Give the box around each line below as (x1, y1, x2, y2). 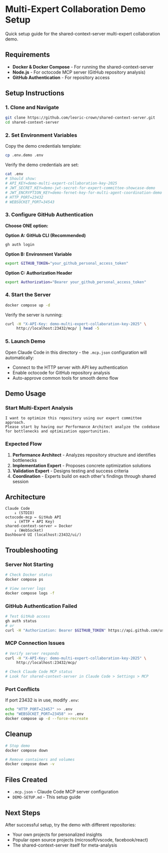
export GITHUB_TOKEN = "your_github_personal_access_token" (5, 261, 128, 266)
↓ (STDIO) (14, 510, 35, 516)
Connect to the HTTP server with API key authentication (12, 364, 128, 370)
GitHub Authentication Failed (5, 602, 77, 609)
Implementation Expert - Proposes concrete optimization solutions (12, 462, 151, 468)
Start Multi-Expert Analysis (5, 404, 73, 411)
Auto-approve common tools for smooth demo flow (12, 375, 118, 381)
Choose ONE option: (5, 223, 48, 229)
